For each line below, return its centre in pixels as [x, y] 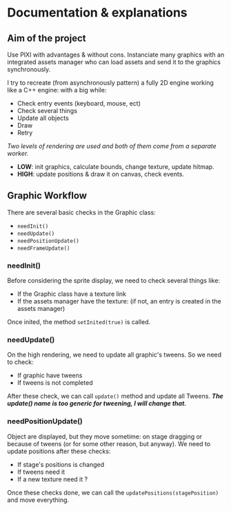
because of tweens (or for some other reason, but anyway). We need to [109, 443]
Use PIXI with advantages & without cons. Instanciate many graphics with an [116, 54]
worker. [18, 153]
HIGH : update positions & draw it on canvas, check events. [101, 174]
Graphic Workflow [47, 196]
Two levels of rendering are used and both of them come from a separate [112, 146]
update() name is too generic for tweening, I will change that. [97, 403]
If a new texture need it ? [52, 479]
